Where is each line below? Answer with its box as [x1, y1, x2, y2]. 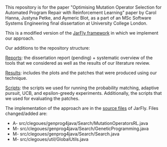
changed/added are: [5, 110, 48, 116]
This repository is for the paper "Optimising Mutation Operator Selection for [5, 5, 162, 10]
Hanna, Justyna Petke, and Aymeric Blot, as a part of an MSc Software [5, 15, 152, 21]
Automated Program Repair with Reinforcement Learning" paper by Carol [5, 10, 157, 16]
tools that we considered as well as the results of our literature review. [5, 60, 150, 66]
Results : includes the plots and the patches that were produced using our [5, 70, 157, 76]
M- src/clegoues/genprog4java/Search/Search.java [12, 131, 120, 137]
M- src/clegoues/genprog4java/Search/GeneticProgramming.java [12, 125, 149, 131]
